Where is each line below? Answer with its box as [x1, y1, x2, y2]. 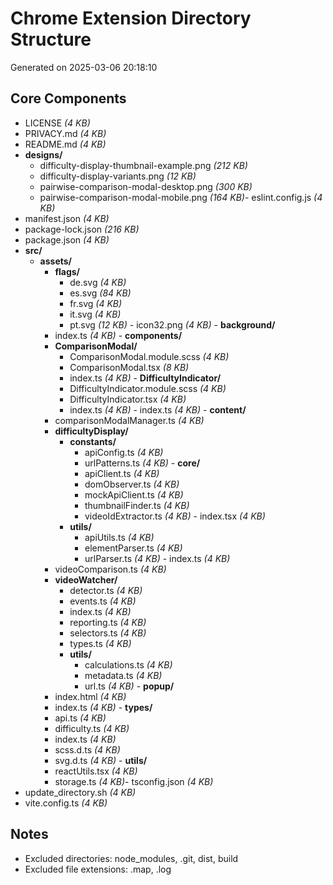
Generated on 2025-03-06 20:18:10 [10, 61, 158, 73]
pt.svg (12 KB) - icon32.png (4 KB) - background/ [69, 318, 276, 331]
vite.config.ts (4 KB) [24, 797, 108, 809]
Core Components [10, 90, 127, 107]
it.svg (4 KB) [69, 308, 122, 320]
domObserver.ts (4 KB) [84, 478, 180, 490]
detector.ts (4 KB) [69, 584, 143, 596]
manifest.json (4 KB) [24, 212, 110, 224]
